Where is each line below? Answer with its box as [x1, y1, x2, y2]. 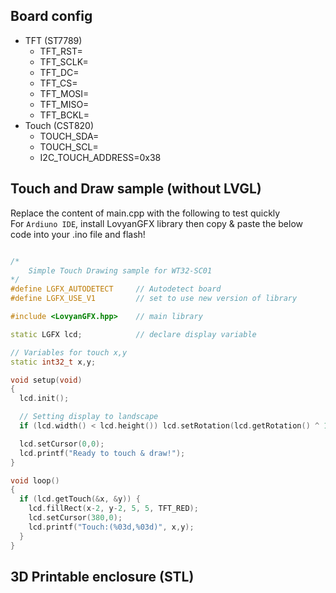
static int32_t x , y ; [10, 357, 97, 367]
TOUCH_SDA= [39, 130, 100, 142]
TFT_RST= [39, 45, 83, 57]
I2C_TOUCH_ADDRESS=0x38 [39, 151, 162, 163]
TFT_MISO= [39, 98, 90, 110]
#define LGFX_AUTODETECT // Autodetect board [10, 284, 222, 294]
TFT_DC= [39, 66, 80, 78]
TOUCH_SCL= [39, 140, 99, 153]
